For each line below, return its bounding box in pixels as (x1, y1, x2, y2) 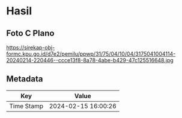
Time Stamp (9, 102, 44, 110)
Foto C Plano (6, 28, 55, 38)
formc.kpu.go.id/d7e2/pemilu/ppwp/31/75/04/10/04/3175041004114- (6, 50, 176, 58)
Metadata (6, 74, 43, 84)
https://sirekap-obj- (6, 44, 55, 51)
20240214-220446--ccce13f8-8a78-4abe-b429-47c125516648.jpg (6, 57, 174, 63)
